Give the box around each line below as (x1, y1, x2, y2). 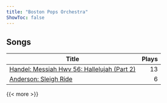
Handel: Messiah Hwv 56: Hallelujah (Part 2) (9, 65, 136, 73)
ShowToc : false (6, 15, 45, 21)
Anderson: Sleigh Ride (9, 75, 73, 84)
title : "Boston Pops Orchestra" (6, 8, 88, 15)
